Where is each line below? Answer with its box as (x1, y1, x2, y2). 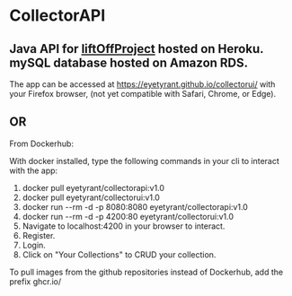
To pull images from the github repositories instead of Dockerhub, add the (9, 266, 284, 277)
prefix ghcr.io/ (9, 275, 62, 287)
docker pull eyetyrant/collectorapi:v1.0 (22, 182, 164, 193)
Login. (22, 239, 47, 250)
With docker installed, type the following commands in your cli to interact (9, 155, 280, 166)
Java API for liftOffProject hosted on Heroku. (9, 41, 264, 57)
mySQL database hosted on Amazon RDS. (9, 55, 249, 70)
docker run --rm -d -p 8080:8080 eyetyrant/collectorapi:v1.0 (22, 201, 249, 212)
